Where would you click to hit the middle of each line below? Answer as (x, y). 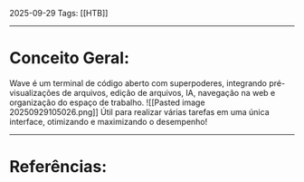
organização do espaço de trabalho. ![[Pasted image (107, 102)
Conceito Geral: (69, 58)
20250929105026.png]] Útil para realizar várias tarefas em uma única (139, 111)
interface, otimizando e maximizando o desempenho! (109, 121)
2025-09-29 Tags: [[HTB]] (59, 13)
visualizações (35, 92)
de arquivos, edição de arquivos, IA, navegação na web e (169, 92)
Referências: (58, 167)
